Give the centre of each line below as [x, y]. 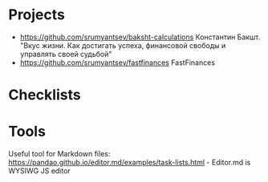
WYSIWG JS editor [39, 171]
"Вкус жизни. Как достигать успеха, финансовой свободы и [123, 45]
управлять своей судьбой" [66, 54]
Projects [37, 15]
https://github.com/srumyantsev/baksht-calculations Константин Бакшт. [140, 37]
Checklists [45, 95]
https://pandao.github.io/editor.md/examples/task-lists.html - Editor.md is [130, 163]
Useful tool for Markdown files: [59, 154]
